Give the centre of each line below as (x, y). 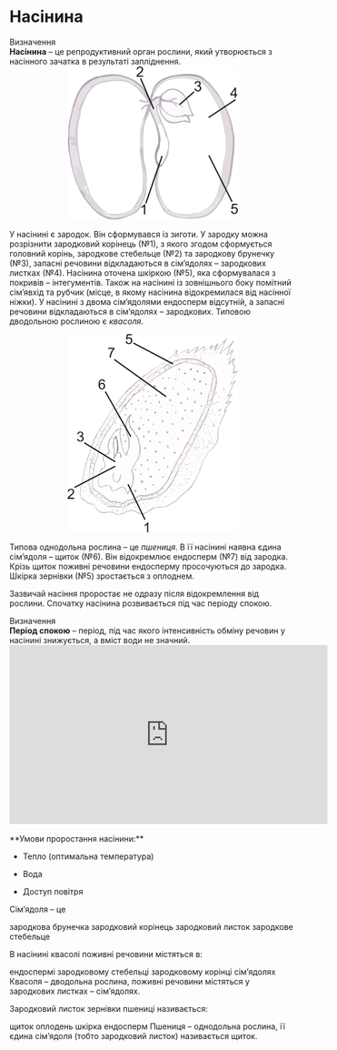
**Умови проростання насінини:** (77, 838)
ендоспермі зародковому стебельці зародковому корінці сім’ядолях (143, 972)
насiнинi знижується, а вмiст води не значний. (100, 640)
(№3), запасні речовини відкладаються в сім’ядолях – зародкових (138, 263)
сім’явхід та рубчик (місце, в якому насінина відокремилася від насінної (150, 292)
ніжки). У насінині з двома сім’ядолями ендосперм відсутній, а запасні (147, 302)
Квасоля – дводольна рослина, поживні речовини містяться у (129, 981)
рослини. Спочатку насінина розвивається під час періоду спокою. (141, 603)
